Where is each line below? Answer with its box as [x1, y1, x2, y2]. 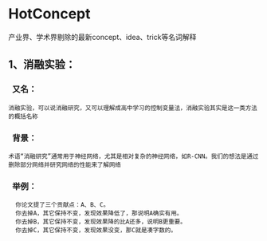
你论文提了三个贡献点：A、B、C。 [15, 201, 110, 209]
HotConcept [8, 5, 91, 23]
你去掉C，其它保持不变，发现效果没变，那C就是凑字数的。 [15, 227, 177, 235]
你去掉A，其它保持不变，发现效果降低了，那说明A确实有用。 [15, 209, 183, 218]
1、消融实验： [8, 57, 77, 72]
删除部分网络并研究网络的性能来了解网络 [8, 160, 121, 168]
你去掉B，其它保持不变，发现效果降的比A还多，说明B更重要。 [15, 218, 187, 226]
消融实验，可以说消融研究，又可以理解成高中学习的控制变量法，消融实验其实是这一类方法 [8, 104, 257, 112]
